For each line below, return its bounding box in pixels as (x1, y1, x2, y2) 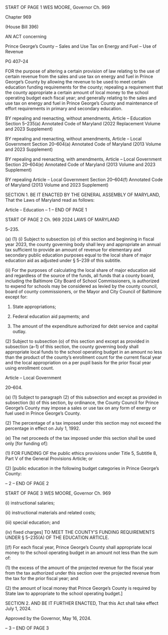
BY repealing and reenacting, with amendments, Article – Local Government (5, 156, 162, 162)
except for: (5, 294, 28, 300)
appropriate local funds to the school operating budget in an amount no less (5, 349, 162, 355)
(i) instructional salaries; (5, 500, 55, 506)
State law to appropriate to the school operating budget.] (5, 591, 123, 596)
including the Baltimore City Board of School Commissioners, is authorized (5, 278, 159, 284)
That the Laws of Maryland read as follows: (5, 197, 95, 203)
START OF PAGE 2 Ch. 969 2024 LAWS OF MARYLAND (5, 216, 119, 222)
